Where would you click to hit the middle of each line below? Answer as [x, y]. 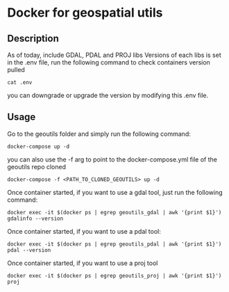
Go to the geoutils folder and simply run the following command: [99, 134]
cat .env [20, 83]
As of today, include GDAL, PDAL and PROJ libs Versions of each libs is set [114, 55]
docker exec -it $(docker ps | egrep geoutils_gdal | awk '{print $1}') [114, 212]
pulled [16, 70]
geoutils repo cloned [37, 166]
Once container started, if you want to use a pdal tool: [84, 231]
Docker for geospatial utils [85, 13]
